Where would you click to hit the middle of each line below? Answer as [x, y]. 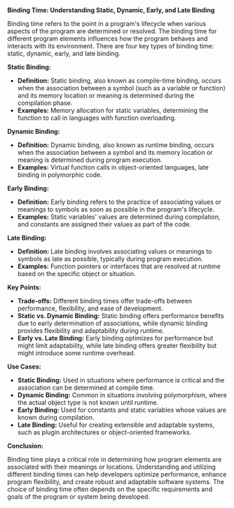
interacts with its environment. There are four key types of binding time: [111, 46]
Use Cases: [24, 366]
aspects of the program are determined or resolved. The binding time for [112, 31]
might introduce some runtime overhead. [76, 353]
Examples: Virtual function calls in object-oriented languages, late [113, 167]
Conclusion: [26, 446]
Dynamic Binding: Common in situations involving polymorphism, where [122, 395]
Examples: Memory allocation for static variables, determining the [113, 110]
